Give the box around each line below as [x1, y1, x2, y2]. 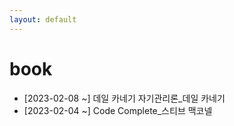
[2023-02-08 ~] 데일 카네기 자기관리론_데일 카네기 [23, 92, 226, 104]
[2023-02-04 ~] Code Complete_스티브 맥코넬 [23, 104, 213, 116]
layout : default [9, 14, 77, 25]
